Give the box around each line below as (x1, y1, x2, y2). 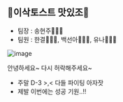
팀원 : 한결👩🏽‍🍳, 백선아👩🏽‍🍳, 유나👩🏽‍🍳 (17, 35, 117, 43)
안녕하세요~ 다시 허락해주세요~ (7, 64, 92, 72)
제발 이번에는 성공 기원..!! (17, 87, 87, 96)
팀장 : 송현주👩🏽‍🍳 (17, 27, 64, 35)
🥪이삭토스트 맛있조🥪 (7, 6, 89, 19)
